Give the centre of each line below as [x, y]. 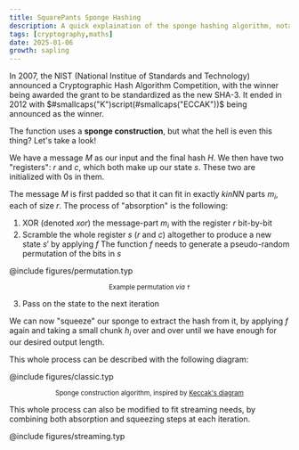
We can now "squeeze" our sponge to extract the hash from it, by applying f [149, 321]
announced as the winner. [57, 114]
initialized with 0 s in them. [57, 177]
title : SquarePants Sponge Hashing [75, 17]
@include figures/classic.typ [61, 376]
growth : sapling [39, 51]
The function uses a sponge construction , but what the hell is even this [141, 131]
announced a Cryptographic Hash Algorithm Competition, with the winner [144, 86]
